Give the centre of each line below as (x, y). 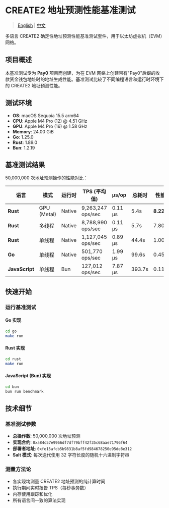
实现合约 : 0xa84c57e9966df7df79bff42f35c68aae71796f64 (70, 442)
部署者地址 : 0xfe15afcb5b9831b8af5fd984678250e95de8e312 (72, 449)
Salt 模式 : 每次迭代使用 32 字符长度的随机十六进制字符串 (71, 455)
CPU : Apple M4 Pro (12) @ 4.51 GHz (50, 121)
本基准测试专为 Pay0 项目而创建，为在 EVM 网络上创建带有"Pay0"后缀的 (80, 73)
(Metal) (48, 214)
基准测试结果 (25, 165)
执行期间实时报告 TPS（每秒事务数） (51, 487)
